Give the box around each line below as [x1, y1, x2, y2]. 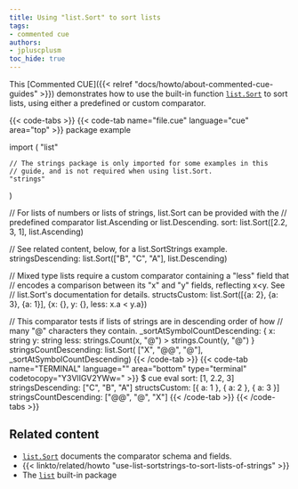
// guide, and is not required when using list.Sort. [9, 167, 213, 175]
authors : [9, 37, 42, 47]
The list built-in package [21, 469, 117, 480]
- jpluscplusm [9, 46, 62, 55]
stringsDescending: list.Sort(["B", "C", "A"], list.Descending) [9, 253, 228, 264]
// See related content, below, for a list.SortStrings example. [9, 244, 229, 254]
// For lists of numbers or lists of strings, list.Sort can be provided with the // [9, 208, 287, 218]
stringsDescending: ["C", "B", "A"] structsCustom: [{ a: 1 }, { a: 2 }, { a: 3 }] [9, 382, 280, 393]
